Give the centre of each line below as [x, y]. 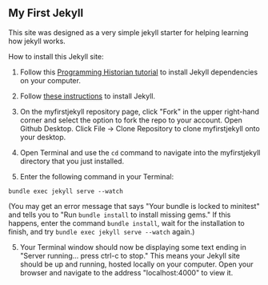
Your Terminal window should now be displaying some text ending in [133, 247]
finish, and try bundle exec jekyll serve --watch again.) [102, 231]
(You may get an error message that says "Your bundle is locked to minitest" [134, 206]
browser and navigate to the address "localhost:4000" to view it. [126, 272]
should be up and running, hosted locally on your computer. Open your [136, 264]
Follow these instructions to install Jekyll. [88, 96]
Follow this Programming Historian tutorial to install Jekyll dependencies [139, 72]
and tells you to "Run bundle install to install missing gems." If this [120, 215]
